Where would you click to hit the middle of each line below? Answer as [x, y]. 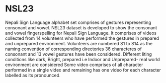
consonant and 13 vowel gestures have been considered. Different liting [79, 54]
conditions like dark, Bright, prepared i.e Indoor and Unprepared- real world [83, 59]
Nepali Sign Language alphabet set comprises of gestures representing [78, 22]
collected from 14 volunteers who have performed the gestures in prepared [82, 38]
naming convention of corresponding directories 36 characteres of [74, 49]
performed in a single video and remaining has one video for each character [83, 70]
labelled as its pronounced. [33, 75]
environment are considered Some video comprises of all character [74, 65]
